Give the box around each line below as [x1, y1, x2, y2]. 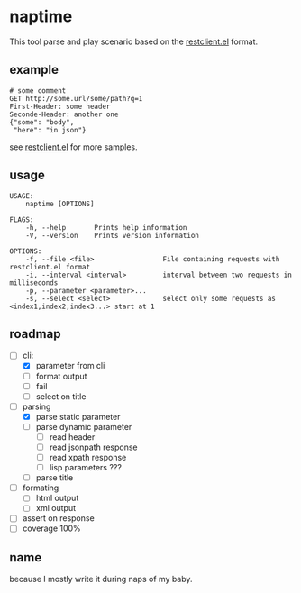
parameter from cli [35, 360, 105, 371]
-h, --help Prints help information [25, 223, 187, 232]
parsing [22, 401, 51, 412]
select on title [35, 390, 87, 402]
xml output [35, 503, 77, 514]
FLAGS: [9, 214, 34, 224]
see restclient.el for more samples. [9, 141, 138, 152]
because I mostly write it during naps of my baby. [9, 574, 193, 585]
